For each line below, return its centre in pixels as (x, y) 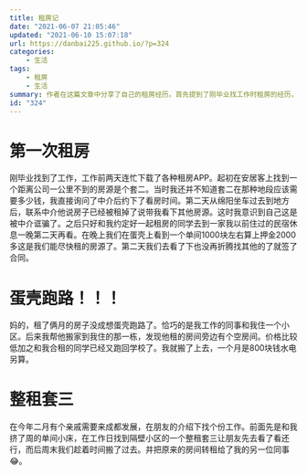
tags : (20, 69)
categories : (32, 52)
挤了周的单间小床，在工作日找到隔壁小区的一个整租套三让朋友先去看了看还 (149, 438)
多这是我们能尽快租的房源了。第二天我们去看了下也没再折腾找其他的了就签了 (153, 247)
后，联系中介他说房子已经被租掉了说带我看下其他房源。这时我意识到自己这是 (153, 212)
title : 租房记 (34, 18)
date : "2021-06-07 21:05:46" (65, 26)
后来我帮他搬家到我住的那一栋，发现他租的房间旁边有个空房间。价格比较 (161, 337)
